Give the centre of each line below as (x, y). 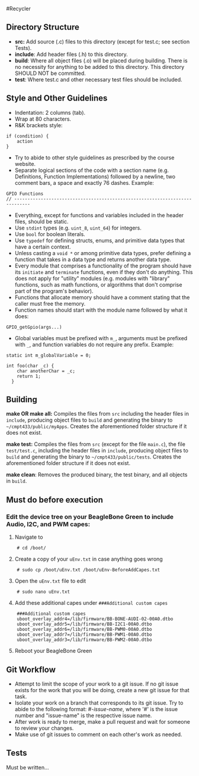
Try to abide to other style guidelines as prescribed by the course (94, 158)
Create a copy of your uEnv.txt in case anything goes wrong (89, 559)
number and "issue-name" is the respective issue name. (83, 715)
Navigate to (29, 537)
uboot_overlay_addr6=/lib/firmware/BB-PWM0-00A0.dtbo (84, 630)
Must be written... (28, 767)
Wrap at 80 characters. (43, 119)
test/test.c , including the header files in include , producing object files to (97, 451)
